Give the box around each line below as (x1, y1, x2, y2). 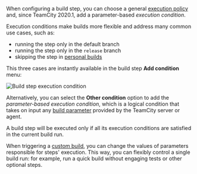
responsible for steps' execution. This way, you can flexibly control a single (6, 148, 190, 156)
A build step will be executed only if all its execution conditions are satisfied (6, 125, 192, 131)
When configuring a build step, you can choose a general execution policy (6, 5, 189, 12)
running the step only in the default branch (14, 41, 120, 48)
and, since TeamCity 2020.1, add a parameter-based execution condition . (6, 11, 186, 18)
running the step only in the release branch (14, 47, 121, 54)
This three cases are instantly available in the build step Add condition (6, 65, 180, 72)
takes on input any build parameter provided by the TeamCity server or (6, 107, 180, 113)
